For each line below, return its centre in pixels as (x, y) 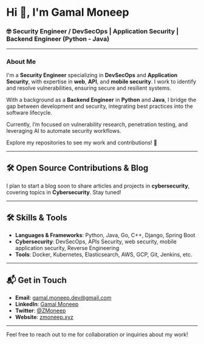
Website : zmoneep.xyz (44, 317)
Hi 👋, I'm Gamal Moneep (68, 12)
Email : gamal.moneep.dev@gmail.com (63, 298)
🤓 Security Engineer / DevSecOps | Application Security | (93, 32)
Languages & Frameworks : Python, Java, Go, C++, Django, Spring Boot (105, 235)
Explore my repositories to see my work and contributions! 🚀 (82, 143)
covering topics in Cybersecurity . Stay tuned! (64, 192)
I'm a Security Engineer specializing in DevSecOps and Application (92, 75)
